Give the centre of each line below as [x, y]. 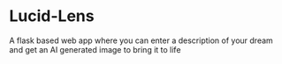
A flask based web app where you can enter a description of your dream [141, 40]
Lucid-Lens [52, 16]
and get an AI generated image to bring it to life [95, 49]
